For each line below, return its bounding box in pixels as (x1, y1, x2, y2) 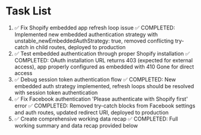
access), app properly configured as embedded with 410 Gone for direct (14, 63, 194, 70)
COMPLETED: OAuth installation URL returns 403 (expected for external (14, 56, 193, 64)
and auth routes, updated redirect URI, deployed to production (14, 109, 169, 116)
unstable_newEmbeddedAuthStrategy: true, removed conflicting (14, 37, 174, 44)
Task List (5, 4, 52, 18)
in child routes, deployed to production (29, 43, 126, 50)
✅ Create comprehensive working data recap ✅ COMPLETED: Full (14, 115, 178, 122)
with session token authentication (14, 89, 98, 96)
